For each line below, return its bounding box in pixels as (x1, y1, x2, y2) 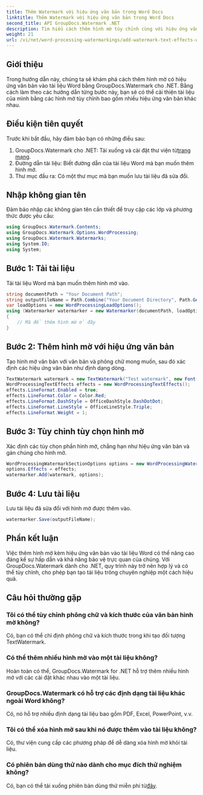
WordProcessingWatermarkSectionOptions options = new (6, 461, 145, 467)
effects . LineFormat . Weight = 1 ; (6, 409, 88, 415)
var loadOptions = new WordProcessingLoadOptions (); (6, 302, 142, 309)
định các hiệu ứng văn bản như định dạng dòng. (6, 364, 126, 371)
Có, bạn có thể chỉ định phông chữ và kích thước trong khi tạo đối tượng (6, 632, 185, 639)
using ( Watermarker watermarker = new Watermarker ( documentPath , (6, 308, 174, 314)
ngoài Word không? (6, 696, 65, 705)
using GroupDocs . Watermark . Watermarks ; (6, 236, 107, 242)
